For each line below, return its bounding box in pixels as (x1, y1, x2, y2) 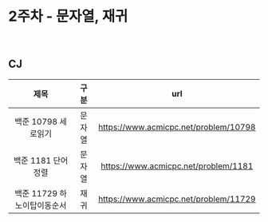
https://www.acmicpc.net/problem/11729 (98, 193, 256, 204)
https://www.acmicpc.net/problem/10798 (98, 121, 256, 133)
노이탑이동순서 (14, 200, 67, 211)
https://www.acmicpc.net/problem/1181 (100, 161, 254, 172)
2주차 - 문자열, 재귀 (8, 7, 128, 26)
